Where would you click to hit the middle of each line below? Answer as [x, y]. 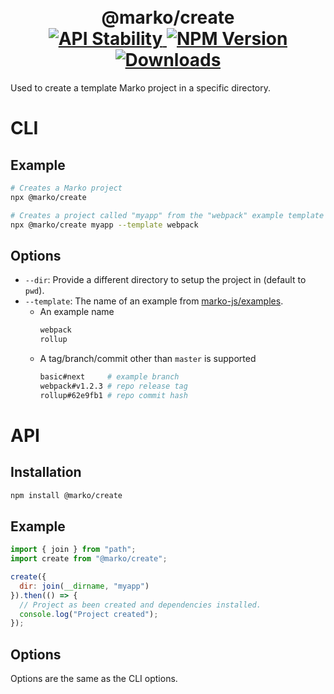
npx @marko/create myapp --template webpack [104, 225]
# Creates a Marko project [66, 188]
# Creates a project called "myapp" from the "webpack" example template [167, 215]
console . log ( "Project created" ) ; [89, 614]
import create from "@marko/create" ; [89, 559]
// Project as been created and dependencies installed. [140, 605]
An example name [77, 312]
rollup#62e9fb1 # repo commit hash [113, 395]
